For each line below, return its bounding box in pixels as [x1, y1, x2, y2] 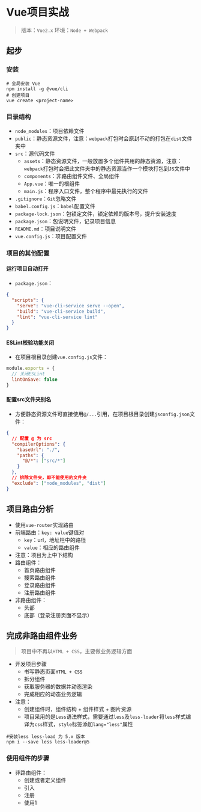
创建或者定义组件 [23, 777, 67, 784]
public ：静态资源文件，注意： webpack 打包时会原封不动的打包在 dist [14, 135, 182, 142]
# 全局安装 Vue [6, 81, 41, 87]
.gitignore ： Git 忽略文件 [14, 195, 77, 202]
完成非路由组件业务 [6, 630, 77, 641]
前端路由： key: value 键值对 [14, 529, 85, 536]
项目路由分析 [6, 504, 54, 514]
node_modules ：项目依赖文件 [14, 127, 85, 134]
